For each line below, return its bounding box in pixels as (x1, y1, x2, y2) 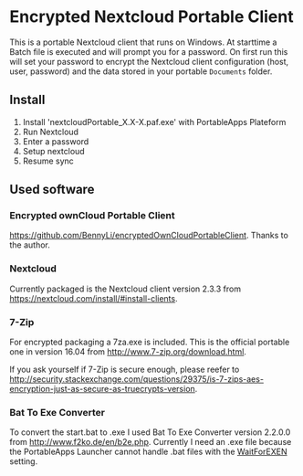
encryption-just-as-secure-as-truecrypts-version (9, 384, 196, 395)
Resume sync (22, 155, 75, 166)
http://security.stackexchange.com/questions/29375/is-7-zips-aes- (9, 374, 265, 385)
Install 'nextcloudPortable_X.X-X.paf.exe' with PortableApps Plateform (22, 116, 287, 127)
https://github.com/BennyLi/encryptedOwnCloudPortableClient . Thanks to (9, 230, 289, 241)
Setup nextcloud (22, 145, 85, 156)
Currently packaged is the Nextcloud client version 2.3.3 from (9, 283, 242, 294)
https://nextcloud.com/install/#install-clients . (9, 292, 178, 303)
